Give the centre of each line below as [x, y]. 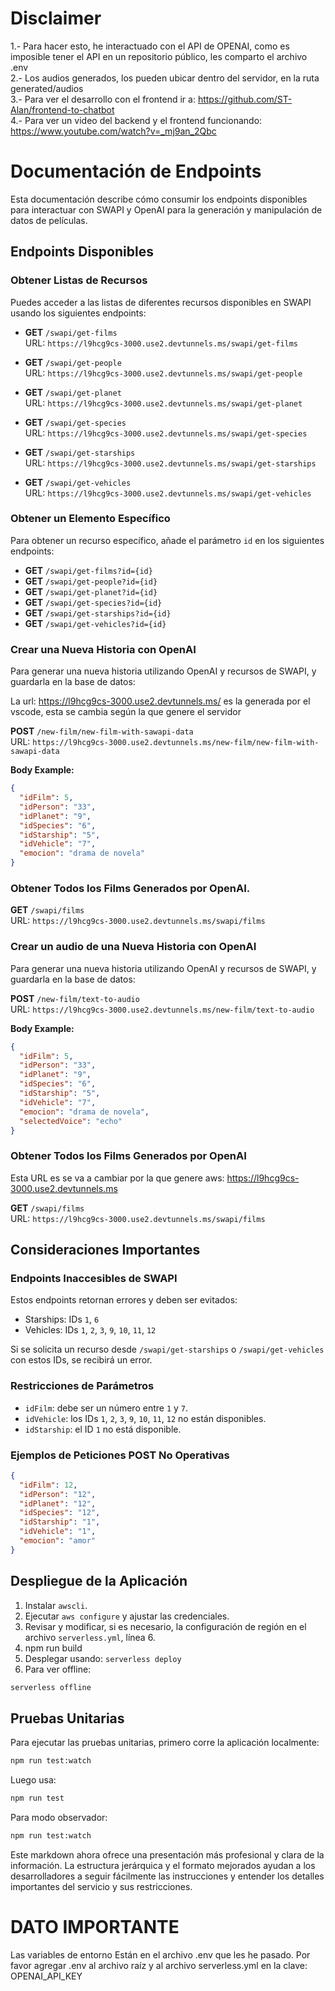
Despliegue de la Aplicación [99, 1581]
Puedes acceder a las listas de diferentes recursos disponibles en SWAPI [161, 302]
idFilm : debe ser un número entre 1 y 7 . [106, 1408]
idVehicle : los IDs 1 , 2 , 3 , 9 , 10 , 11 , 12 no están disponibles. [145, 1418]
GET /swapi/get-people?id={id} [91, 581]
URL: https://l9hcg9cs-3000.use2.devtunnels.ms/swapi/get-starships [170, 463]
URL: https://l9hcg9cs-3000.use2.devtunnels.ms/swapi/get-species [166, 433]
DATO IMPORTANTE [95, 1927]
